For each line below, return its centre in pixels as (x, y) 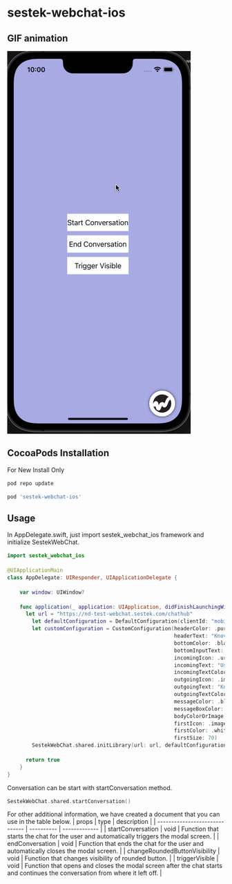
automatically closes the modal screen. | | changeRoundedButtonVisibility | (114, 851)
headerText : (191, 636)
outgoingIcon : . (197, 680)
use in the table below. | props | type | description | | (81, 822)
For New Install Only (36, 470)
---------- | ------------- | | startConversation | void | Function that (124, 829)
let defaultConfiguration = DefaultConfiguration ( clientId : (120, 621)
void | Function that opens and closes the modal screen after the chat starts (115, 866)
